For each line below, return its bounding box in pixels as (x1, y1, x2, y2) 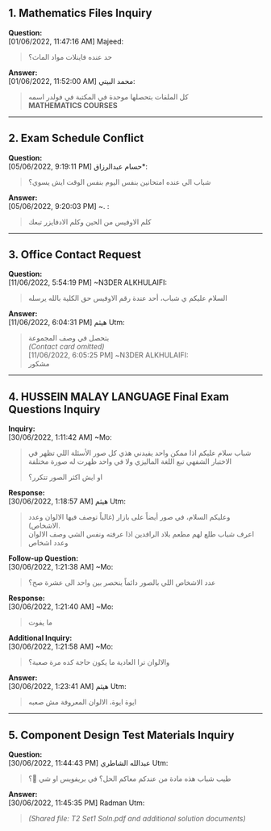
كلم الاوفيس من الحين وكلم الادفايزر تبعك (27, 217, 152, 227)
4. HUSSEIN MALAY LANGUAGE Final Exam (8, 390, 230, 403)
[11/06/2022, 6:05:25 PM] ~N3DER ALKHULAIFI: (27, 350, 189, 360)
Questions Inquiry (8, 403, 101, 416)
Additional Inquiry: (8, 633, 73, 643)
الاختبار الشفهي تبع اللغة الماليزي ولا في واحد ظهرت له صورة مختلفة (27, 457, 232, 466)
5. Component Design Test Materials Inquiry (8, 728, 235, 741)
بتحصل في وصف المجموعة (27, 333, 110, 343)
